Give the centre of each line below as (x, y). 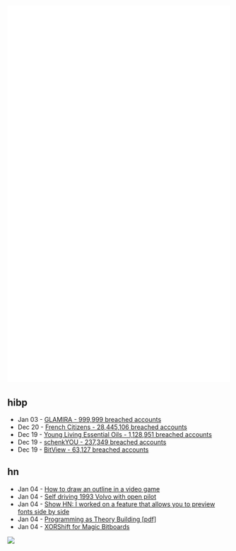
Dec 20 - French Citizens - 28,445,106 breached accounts (102, 427)
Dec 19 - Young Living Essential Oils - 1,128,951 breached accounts (114, 435)
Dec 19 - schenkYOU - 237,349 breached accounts (92, 443)
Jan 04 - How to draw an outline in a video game (89, 489)
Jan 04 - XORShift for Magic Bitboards (73, 526)
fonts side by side (43, 511)
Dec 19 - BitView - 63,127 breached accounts (83, 450)
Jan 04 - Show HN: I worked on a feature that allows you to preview (116, 504)
